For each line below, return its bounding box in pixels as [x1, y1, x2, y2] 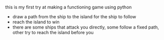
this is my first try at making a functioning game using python [5, 4, 132, 10]
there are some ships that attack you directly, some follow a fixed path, [12, 24, 159, 30]
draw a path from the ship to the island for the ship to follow [12, 14, 136, 19]
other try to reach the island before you [12, 30, 94, 35]
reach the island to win [12, 19, 60, 25]
